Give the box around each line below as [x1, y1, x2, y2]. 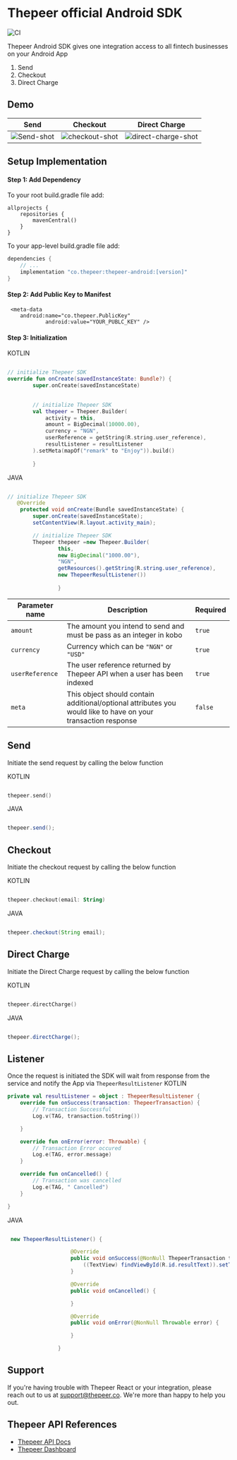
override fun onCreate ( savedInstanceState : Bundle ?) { [7, 376, 172, 383]
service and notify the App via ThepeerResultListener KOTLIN [7, 1079, 187, 1088]
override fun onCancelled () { [20, 1170, 109, 1177]
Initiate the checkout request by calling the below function [7, 863, 176, 872]
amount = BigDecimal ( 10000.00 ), [44, 421, 140, 428]
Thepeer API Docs [17, 1437, 71, 1446]
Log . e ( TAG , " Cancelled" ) [32, 1183, 109, 1191]
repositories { [20, 210, 65, 218]
